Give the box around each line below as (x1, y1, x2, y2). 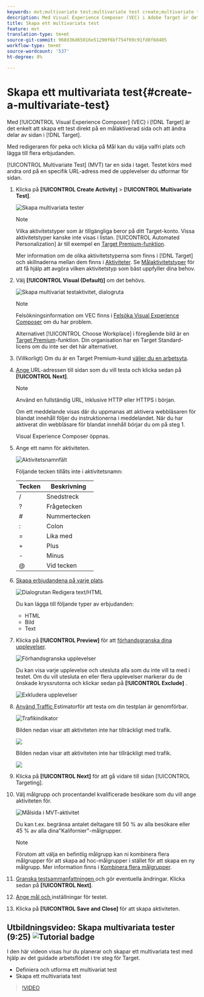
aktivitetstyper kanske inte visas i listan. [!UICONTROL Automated (15, 234, 180, 241)
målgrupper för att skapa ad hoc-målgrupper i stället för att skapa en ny (15, 856, 196, 864)
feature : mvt (7, 25, 40, 32)
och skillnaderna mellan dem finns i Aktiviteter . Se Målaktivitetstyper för (15, 258, 195, 265)
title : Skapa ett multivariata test (7, 20, 99, 26)
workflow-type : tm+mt (7, 43, 62, 49)
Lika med (46, 531, 73, 540)
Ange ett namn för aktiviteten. (15, 444, 90, 451)
